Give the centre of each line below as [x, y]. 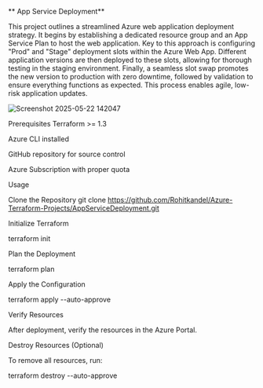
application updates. [55, 93]
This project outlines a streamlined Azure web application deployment [121, 26]
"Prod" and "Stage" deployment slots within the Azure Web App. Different [128, 51]
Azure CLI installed [38, 139]
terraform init [29, 238]
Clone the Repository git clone [57, 200]
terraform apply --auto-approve [60, 299]
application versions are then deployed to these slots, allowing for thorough [130, 60]
